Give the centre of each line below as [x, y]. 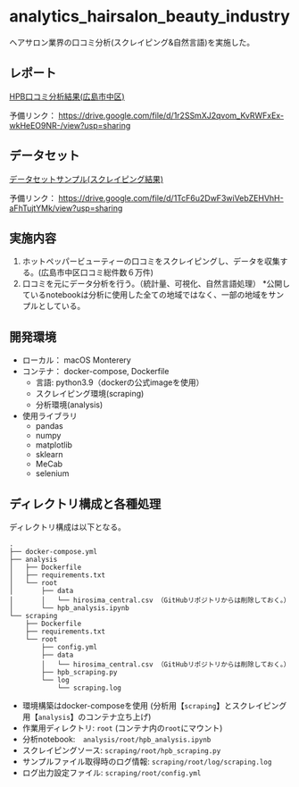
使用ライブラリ [50, 416]
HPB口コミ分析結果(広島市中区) [67, 96]
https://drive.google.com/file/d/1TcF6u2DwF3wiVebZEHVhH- [170, 197]
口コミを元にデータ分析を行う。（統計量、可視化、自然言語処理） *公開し [156, 284]
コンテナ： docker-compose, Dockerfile [96, 372]
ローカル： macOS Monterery [76, 360]
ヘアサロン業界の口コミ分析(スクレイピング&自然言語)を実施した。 [132, 42]
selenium [52, 473]
